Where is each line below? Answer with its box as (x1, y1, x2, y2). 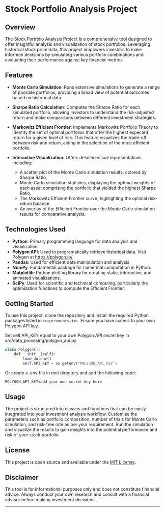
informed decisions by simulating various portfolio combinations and (5, 52, 144, 57)
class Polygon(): (5, 347, 41, 352)
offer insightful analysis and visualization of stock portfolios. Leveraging (5, 41, 151, 47)
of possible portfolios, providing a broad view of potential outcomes (12, 89, 150, 95)
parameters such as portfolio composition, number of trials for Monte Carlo (5, 416, 157, 422)
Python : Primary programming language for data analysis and (12, 238, 137, 244)
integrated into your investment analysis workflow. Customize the (5, 411, 137, 417)
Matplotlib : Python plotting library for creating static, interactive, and (12, 269, 152, 276)
